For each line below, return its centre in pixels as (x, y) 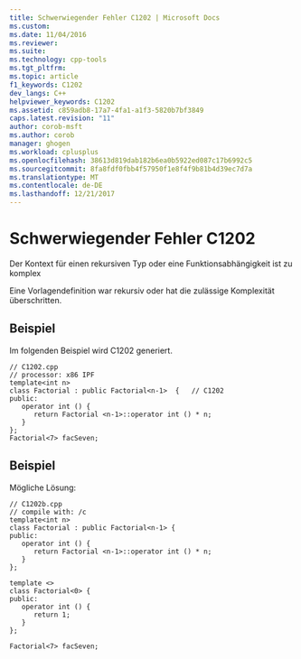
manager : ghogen (40, 144)
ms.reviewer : (34, 43)
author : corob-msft (46, 127)
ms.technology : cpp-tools (58, 60)
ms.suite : (28, 51)
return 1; (52, 615)
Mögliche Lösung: (43, 487)
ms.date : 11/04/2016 (48, 34)
